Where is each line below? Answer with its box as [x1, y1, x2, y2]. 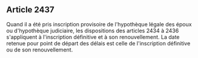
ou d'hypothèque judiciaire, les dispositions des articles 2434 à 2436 [6, 27, 179, 34]
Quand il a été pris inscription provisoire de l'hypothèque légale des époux [6, 20, 192, 28]
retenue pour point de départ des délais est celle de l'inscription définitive [6, 39, 191, 47]
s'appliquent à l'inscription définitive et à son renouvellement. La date [6, 33, 180, 41]
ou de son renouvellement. [6, 46, 73, 53]
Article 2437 [6, 5, 54, 15]
